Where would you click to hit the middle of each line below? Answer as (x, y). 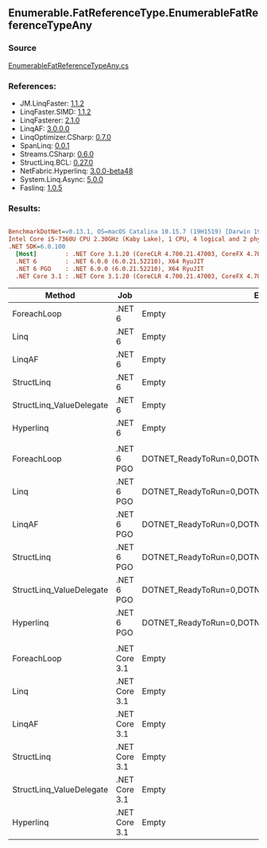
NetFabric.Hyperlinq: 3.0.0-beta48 (76, 171)
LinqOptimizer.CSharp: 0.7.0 (65, 137)
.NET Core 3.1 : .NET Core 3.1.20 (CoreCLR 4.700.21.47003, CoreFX (130, 276)
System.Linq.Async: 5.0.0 (61, 179)
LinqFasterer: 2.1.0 (50, 120)
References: (33, 86)
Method (60, 296)
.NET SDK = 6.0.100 (37, 247)
